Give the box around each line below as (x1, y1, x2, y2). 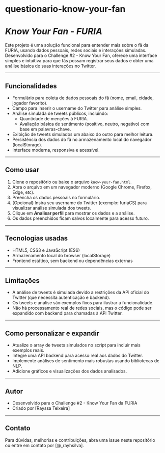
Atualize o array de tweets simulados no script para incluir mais (12, 342, 141, 348)
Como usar (5, 166, 40, 174)
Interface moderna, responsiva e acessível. (12, 147, 100, 153)
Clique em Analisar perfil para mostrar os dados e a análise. (12, 210, 135, 216)
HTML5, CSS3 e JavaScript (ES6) (12, 247, 80, 253)
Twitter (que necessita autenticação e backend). (12, 294, 110, 300)
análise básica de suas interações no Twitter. (5, 63, 96, 69)
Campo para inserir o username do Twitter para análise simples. (12, 105, 142, 111)
